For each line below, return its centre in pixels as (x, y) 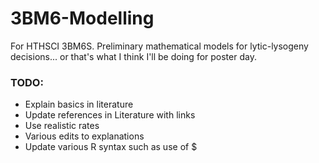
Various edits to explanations (84, 136)
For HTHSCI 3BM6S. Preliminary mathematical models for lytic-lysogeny (159, 46)
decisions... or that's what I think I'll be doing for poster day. (133, 56)
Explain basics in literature (79, 104)
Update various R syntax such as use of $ (111, 147)
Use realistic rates (62, 126)
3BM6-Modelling (82, 18)
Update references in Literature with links (110, 115)
